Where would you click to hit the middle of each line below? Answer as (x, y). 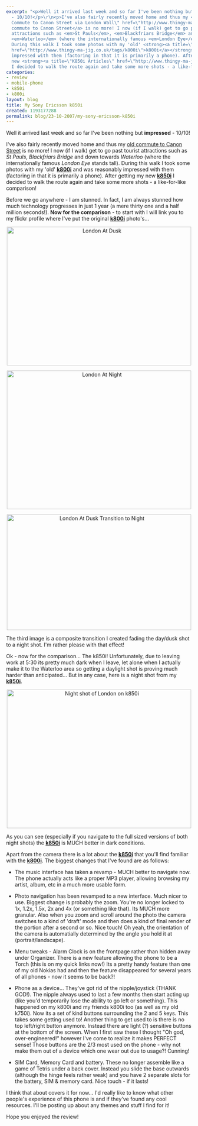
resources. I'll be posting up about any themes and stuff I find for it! (88, 1105)
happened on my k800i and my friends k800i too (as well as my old (96, 1007)
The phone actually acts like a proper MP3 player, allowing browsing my (102, 878)
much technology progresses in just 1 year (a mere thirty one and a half (93, 206)
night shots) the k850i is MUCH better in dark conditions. (76, 843)
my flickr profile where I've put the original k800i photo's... (77, 219)
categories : (21, 72)
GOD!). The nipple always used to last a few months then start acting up (102, 995)
